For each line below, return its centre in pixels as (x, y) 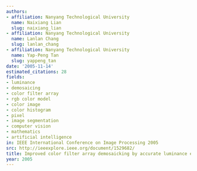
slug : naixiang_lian (36, 28)
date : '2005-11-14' (30, 66)
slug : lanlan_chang (35, 45)
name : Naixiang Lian (36, 22)
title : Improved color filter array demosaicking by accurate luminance (97, 153)
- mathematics (23, 132)
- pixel (16, 115)
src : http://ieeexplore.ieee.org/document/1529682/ (70, 148)
